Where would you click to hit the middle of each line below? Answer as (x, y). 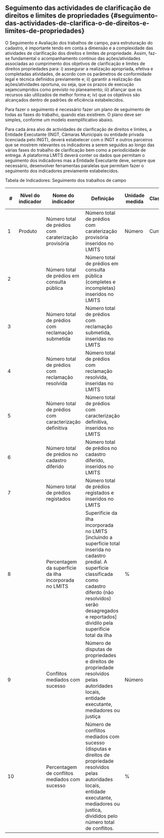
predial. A (96, 562)
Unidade (134, 195)
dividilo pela (99, 623)
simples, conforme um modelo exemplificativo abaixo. (59, 120)
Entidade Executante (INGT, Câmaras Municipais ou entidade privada (74, 134)
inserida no (98, 550)
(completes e (100, 282)
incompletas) (100, 288)
